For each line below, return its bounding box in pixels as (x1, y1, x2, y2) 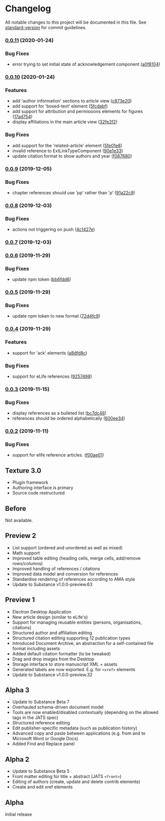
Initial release (5, 812, 32, 818)
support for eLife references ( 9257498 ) (12, 373, 93, 379)
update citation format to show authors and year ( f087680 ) (12, 153, 132, 159)
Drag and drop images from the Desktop (12, 656, 95, 662)
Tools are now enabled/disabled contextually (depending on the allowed (12, 710, 159, 715)
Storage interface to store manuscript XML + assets (12, 661, 118, 667)
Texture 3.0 (5, 466, 41, 475)
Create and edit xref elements (12, 784, 73, 790)
